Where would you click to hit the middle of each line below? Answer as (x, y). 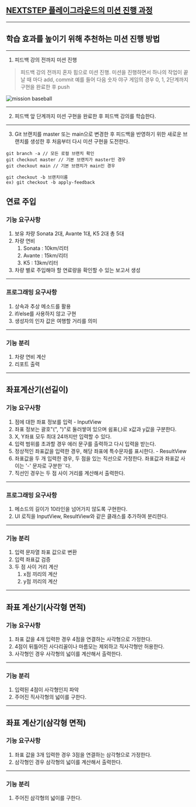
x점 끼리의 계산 (40, 574)
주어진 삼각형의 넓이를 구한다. (48, 798)
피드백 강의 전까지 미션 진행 (46, 60)
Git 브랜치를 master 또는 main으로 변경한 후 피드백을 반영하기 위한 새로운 (98, 134)
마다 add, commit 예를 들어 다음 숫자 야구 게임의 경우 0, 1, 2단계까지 (111, 79)
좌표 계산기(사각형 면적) (46, 607)
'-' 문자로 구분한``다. (48, 466)
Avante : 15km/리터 (45, 256)
